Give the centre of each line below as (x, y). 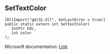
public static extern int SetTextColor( (47, 24)
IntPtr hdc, (24, 28)
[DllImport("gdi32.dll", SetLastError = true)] (55, 19)
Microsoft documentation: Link (36, 46)
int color (21, 33)
